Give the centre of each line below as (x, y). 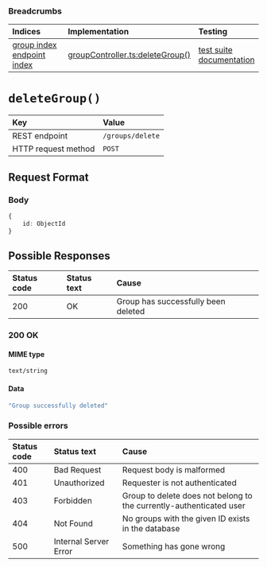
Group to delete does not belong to (187, 495)
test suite (215, 50)
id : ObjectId (44, 223)
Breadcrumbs (35, 11)
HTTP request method (54, 149)
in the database (151, 528)
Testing (213, 32)
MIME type (27, 354)
